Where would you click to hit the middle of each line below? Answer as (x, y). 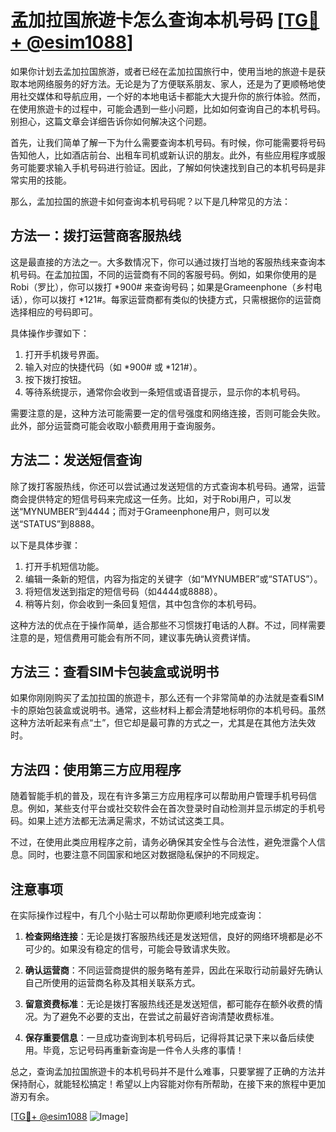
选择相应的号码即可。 (54, 312)
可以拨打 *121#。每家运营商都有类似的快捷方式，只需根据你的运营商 (181, 299)
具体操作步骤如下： (50, 333)
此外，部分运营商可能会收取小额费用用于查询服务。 (115, 425)
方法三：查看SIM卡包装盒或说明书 (115, 671)
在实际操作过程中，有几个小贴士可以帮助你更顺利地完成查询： (137, 915)
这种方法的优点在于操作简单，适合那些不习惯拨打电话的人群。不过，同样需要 (168, 625)
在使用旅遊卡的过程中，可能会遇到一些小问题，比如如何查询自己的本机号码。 (168, 108)
